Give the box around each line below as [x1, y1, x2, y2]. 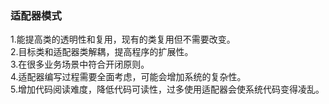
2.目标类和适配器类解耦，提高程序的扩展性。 [10, 46, 194, 58]
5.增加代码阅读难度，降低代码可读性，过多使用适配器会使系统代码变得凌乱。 [10, 83, 325, 96]
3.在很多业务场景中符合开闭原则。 [10, 58, 150, 71]
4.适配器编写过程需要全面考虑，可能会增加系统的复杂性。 [10, 71, 247, 83]
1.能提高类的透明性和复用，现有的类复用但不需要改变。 [10, 33, 236, 46]
